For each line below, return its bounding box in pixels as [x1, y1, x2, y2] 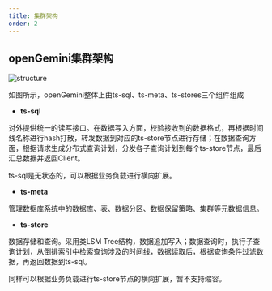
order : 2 [8, 19, 38, 28]
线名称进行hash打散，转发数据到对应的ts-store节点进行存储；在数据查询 [8, 133, 249, 143]
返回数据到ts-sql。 [29, 257, 91, 267]
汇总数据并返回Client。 [8, 153, 85, 163]
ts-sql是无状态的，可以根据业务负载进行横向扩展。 [8, 171, 176, 181]
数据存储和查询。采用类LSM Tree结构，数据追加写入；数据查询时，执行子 [8, 237, 253, 246]
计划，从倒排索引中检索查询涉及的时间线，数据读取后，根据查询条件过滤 [15, 246, 257, 256]
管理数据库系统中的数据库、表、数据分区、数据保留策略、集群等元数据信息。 [8, 203, 264, 213]
